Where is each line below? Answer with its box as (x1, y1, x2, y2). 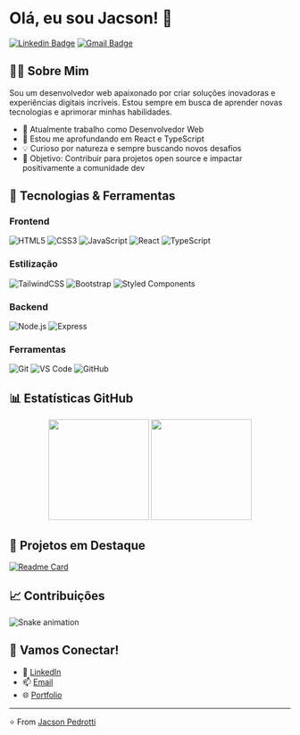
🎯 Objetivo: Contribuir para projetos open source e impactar (21, 152, 243, 164)
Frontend (9, 215, 50, 227)
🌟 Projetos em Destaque (9, 537, 146, 553)
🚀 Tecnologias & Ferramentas (9, 188, 176, 204)
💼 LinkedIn (21, 666, 62, 677)
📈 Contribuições (9, 588, 105, 603)
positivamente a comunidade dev (21, 162, 146, 173)
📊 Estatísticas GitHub (9, 390, 134, 406)
